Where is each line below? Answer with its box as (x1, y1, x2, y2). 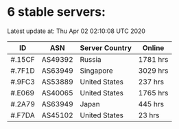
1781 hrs (138, 54, 169, 64)
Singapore (80, 66, 113, 75)
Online (142, 43, 165, 52)
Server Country (80, 43, 132, 52)
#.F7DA (10, 110, 36, 120)
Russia (80, 54, 102, 64)
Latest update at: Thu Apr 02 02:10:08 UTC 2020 (7, 27, 146, 35)
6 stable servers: (7, 4, 106, 20)
